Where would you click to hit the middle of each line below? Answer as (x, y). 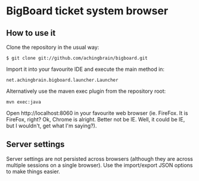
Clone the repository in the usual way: (53, 47)
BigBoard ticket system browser (87, 11)
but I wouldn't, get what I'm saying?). (52, 126)
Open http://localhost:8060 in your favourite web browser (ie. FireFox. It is (97, 113)
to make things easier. (33, 171)
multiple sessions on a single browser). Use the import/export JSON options (99, 165)
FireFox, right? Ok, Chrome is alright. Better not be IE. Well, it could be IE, (96, 119)
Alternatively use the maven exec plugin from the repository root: (86, 91)
